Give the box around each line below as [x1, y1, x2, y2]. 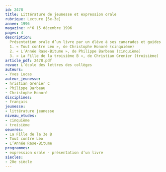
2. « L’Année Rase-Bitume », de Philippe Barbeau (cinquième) [9, 49, 141, 54]
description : [5, 35, 32, 40]
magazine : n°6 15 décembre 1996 [5, 26, 72, 31]
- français [5, 100, 28, 105]
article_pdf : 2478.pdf [5, 58, 52, 63]
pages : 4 [5, 30, 23, 35]
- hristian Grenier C [5, 81, 50, 86]
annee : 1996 [5, 21, 30, 26]
